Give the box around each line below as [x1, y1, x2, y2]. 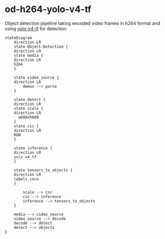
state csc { [14, 124, 39, 129]
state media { [14, 53, 43, 58]
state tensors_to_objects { [14, 167, 73, 172]
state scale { [14, 106, 43, 111]
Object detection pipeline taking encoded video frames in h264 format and [5, 20, 160, 26]
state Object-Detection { [14, 44, 69, 49]
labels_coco [14, 176, 39, 182]
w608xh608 [18, 114, 39, 119]
